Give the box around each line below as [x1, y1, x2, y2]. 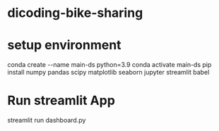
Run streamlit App [7, 93, 115, 108]
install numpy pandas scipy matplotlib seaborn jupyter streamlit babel [7, 68, 210, 77]
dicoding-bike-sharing [7, 5, 143, 21]
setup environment [7, 37, 122, 54]
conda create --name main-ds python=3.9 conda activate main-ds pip [7, 61, 212, 69]
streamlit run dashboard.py [7, 116, 86, 125]
